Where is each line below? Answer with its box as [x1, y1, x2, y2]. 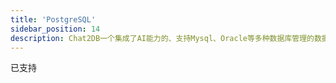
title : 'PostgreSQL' [10, 14, 97, 25]
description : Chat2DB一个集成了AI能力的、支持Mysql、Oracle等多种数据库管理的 [10, 33, 315, 43]
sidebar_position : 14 [10, 24, 101, 34]
